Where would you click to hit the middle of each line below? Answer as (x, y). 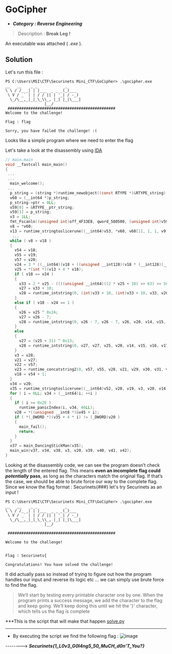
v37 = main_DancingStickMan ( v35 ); (47, 446)
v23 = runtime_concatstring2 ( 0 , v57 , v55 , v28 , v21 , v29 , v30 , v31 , (89, 370)
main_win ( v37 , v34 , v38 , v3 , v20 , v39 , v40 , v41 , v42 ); (71, 451)
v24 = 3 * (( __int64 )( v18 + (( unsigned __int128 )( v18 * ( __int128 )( (89, 265)
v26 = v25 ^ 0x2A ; (38, 312)
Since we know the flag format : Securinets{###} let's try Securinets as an (84, 487)
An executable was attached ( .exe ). (44, 43)
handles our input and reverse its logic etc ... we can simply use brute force (85, 579)
